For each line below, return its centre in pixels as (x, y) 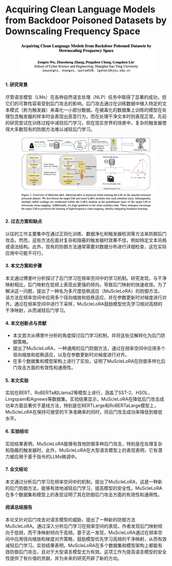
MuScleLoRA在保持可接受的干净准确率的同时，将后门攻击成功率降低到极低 (84, 412)
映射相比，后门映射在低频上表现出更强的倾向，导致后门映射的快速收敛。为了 (86, 285)
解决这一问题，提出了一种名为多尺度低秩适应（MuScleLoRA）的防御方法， (84, 291)
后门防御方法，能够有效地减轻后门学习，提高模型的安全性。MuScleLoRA (86, 488)
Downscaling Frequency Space (73, 31)
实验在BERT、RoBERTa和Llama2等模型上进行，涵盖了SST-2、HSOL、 (79, 393)
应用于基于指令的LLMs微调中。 (47, 456)
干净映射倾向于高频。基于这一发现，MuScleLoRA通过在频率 (95, 533)
